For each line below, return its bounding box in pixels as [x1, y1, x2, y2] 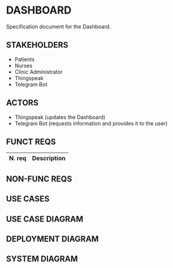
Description [32, 154, 66, 163]
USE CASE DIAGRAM [6, 214, 84, 224]
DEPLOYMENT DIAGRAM [6, 234, 99, 244]
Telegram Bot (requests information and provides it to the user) [14, 120, 168, 127]
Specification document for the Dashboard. [6, 23, 111, 30]
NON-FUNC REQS [6, 174, 72, 184]
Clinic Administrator [14, 68, 63, 75]
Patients [14, 55, 35, 62]
